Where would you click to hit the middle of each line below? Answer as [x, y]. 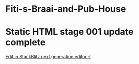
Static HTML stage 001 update [69, 32]
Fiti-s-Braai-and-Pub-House [66, 9]
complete [25, 42]
